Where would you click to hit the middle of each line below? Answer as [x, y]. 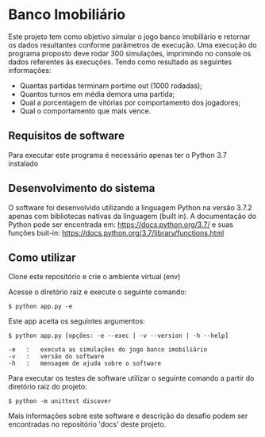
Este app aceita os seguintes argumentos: [77, 321]
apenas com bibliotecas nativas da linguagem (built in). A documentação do [132, 216]
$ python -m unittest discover [60, 401]
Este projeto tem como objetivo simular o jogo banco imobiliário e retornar [129, 36]
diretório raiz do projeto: [48, 387]
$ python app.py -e [40, 307]
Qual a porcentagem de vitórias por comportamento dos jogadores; [130, 102]
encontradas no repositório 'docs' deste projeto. [87, 424]
